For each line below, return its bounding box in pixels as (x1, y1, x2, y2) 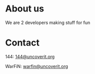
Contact (5, 37, 40, 48)
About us (5, 3, 44, 14)
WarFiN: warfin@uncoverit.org (5, 63, 68, 69)
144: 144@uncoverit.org (5, 53, 55, 59)
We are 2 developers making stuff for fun (5, 19, 90, 25)
